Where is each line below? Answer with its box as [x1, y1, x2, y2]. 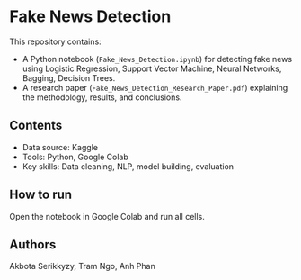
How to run [9, 187, 73, 203]
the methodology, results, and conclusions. [22, 92, 182, 103]
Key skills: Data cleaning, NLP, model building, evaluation [22, 160, 235, 172]
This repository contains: [9, 36, 102, 47]
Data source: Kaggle [22, 141, 99, 152]
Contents [9, 118, 63, 133]
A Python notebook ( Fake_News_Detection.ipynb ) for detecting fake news [22, 53, 293, 64]
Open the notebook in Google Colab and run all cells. [9, 211, 205, 221]
